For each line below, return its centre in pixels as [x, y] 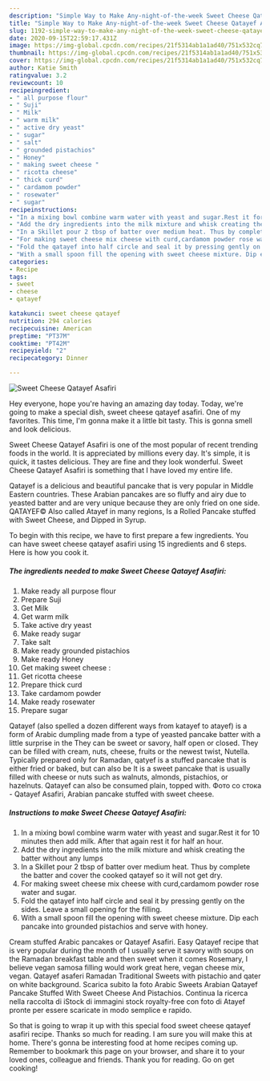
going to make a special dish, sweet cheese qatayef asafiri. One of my [125, 412]
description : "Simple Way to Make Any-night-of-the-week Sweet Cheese [129, 16]
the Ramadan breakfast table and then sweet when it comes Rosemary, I [129, 958]
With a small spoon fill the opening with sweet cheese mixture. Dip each [139, 917]
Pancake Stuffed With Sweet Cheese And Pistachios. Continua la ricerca [129, 993]
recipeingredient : [40, 90]
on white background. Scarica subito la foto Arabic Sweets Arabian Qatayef [134, 984]
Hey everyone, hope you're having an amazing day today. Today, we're [126, 403]
